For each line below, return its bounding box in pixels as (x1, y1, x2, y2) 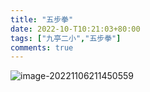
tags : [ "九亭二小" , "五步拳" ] (10, 33, 122, 43)
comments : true (10, 42, 74, 53)
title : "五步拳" (10, 14, 74, 25)
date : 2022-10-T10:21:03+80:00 (10, 24, 141, 34)
